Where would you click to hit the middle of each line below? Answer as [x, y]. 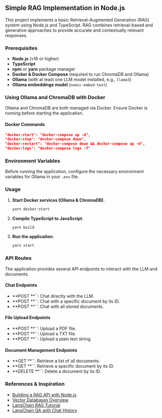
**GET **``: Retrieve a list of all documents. [56, 361]
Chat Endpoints [21, 285]
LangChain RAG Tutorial [36, 405]
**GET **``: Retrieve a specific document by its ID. [63, 366]
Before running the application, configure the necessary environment [74, 172]
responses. [16, 35]
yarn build [23, 227]
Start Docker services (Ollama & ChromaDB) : [58, 200]
